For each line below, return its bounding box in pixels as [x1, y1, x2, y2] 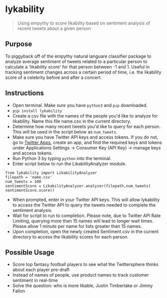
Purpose [5, 40, 32, 48]
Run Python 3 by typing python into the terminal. [12, 155, 111, 161]
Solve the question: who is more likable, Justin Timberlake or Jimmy [12, 282, 153, 288]
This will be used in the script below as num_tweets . [12, 128, 117, 134]
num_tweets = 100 [5, 179, 41, 184]
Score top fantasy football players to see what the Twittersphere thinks [12, 261, 158, 267]
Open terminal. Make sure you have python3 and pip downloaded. [12, 102, 148, 108]
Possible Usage [5, 248, 55, 256]
